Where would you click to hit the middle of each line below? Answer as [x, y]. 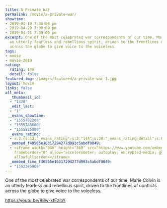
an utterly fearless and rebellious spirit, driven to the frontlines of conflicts [81, 186]
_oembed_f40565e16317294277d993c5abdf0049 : [55, 143]
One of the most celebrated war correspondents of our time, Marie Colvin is [83, 180]
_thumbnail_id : [25, 97]
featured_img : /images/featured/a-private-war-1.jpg [61, 79]
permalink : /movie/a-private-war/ [41, 14]
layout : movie [20, 83]
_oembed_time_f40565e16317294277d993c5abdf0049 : [61, 161]
